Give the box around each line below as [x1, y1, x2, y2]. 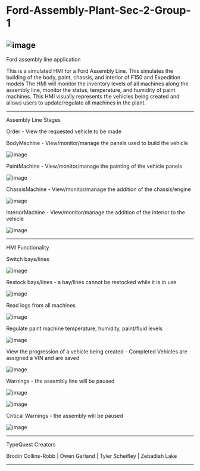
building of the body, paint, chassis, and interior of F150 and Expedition [6, 74, 181, 81]
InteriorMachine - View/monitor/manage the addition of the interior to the [6, 209, 186, 216]
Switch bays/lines [6, 255, 49, 263]
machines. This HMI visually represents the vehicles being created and [6, 93, 180, 100]
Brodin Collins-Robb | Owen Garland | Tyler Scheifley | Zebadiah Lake [6, 452, 177, 460]
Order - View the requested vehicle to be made [6, 128, 122, 135]
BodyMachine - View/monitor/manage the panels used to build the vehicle [6, 140, 189, 146]
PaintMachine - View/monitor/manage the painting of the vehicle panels [6, 162, 183, 170]
